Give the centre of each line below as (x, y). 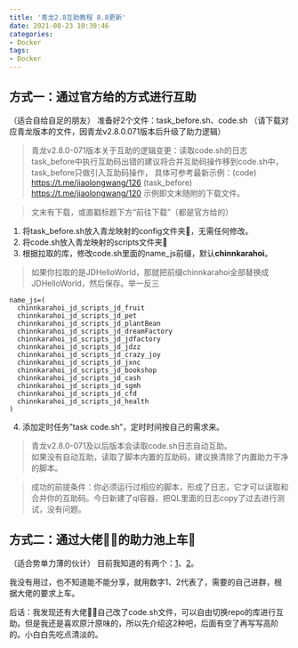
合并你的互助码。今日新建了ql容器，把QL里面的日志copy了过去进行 (154, 498)
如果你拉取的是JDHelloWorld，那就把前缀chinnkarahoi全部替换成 (150, 271)
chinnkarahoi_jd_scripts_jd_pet (77, 316)
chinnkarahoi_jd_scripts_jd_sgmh (79, 385)
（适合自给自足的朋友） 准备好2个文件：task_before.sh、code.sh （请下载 (145, 120)
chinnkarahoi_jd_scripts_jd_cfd (77, 393)
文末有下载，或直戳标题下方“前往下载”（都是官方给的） (132, 212)
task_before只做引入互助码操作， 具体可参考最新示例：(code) (144, 172)
